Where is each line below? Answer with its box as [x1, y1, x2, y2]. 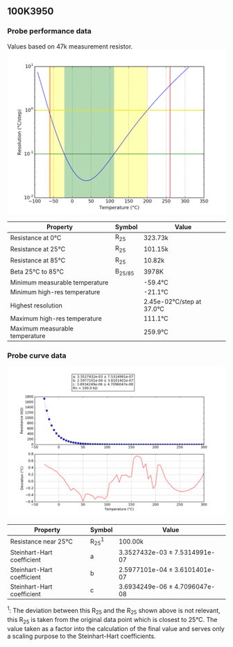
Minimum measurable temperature [10, 278, 109, 287]
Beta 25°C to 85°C [10, 267, 64, 276]
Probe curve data [7, 351, 67, 360]
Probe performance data [7, 26, 92, 36]
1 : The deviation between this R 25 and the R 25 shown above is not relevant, [7, 605, 221, 616]
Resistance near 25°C [10, 537, 73, 546]
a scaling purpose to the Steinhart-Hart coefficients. [7, 632, 156, 640]
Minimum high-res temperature [10, 287, 101, 296]
